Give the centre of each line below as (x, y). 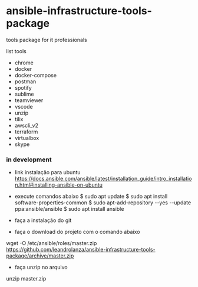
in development (29, 159)
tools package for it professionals (47, 40)
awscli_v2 (26, 125)
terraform (26, 132)
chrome (24, 63)
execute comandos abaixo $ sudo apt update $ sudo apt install (91, 197)
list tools (16, 51)
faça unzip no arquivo (41, 268)
